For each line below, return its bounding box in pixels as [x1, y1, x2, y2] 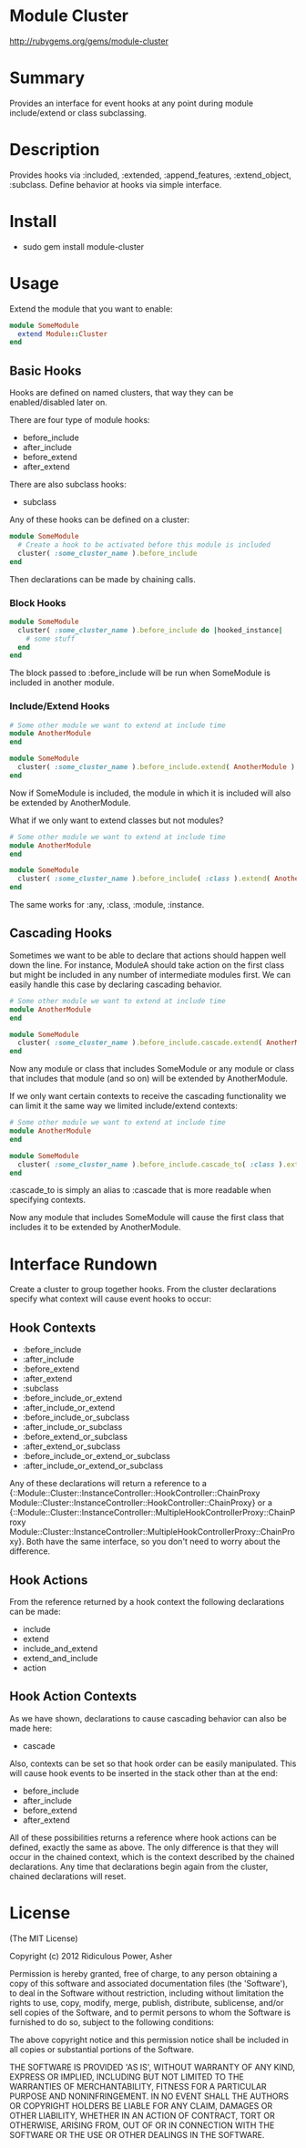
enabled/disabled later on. [9, 397, 107, 408]
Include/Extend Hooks [9, 700, 110, 713]
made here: [9, 1722, 53, 1733]
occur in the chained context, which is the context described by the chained [9, 1851, 295, 1862]
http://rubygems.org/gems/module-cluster [9, 36, 168, 46]
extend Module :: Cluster [17, 329, 107, 338]
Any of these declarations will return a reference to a [9, 1478, 208, 1489]
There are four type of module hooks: [9, 415, 150, 426]
